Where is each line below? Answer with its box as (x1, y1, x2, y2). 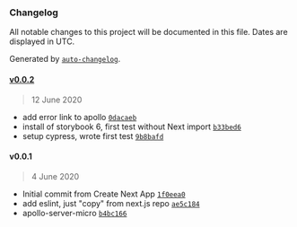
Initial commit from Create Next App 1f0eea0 (22, 188, 186, 199)
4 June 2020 (31, 170, 80, 181)
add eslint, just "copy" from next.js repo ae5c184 (22, 197, 200, 208)
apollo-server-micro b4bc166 (22, 207, 127, 218)
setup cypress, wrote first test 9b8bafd (22, 130, 164, 141)
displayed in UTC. (9, 36, 75, 47)
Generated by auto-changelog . (9, 54, 121, 65)
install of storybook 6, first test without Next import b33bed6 (22, 121, 242, 132)
